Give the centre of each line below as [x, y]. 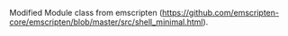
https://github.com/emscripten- [220, 13]
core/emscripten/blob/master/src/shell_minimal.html [106, 22]
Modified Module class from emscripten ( [86, 13]
